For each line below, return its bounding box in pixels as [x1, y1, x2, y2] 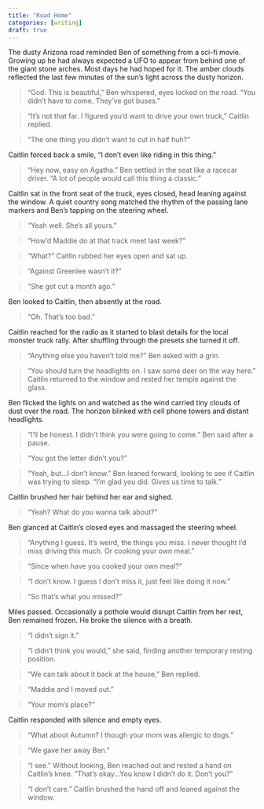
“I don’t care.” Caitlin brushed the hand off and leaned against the [27, 785, 240, 794]
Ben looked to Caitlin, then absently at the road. [8, 297, 163, 306]
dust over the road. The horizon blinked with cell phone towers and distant [8, 406, 249, 416]
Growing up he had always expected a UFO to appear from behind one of [8, 56, 246, 65]
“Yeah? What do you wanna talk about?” [27, 507, 158, 517]
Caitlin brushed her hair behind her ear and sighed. [8, 492, 174, 502]
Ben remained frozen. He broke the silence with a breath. [8, 616, 193, 625]
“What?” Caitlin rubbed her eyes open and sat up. [27, 251, 189, 261]
